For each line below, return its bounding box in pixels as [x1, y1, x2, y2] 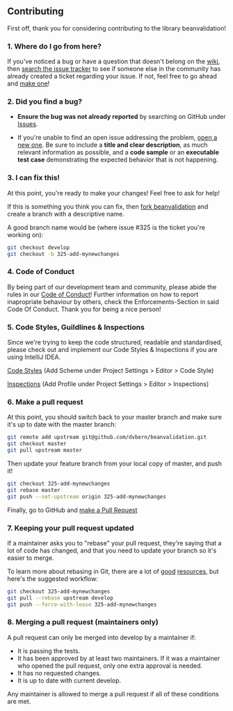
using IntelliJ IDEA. [7, 353, 61, 361]
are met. [7, 697, 31, 705]
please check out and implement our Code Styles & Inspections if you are [7, 346, 218, 354]
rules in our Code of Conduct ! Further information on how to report [7, 290, 199, 298]
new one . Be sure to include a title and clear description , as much [17, 141, 208, 149]
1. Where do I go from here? [7, 41, 102, 51]
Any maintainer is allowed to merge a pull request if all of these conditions [7, 689, 219, 698]
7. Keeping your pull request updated [7, 523, 134, 533]
